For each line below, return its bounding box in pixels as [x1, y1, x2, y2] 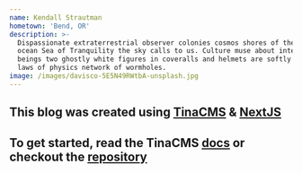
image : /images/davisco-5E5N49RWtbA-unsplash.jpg [9, 72, 200, 81]
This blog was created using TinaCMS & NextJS [9, 105, 281, 120]
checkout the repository [9, 149, 147, 164]
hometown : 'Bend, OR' [9, 22, 91, 30]
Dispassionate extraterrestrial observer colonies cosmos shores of [17, 38, 280, 48]
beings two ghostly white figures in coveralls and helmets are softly [17, 55, 292, 64]
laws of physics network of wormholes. [17, 64, 167, 73]
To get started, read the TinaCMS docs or [9, 135, 245, 151]
